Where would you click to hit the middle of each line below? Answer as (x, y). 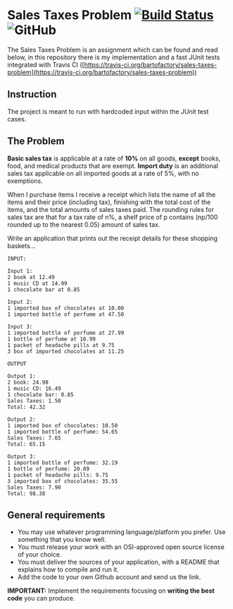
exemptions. (25, 181)
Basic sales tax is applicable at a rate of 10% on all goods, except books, (114, 158)
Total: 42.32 (26, 407)
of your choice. (39, 555)
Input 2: (20, 302)
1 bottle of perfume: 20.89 (49, 469)
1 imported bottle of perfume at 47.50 (66, 314)
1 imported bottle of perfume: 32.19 (63, 463)
